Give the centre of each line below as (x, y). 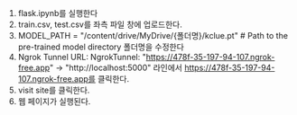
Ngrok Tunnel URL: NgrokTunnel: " (82, 57)
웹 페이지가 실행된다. (54, 101)
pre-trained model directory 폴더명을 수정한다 (101, 47)
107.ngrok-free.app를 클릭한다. (73, 79)
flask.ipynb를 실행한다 (58, 13)
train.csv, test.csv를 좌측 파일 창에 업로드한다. (100, 24)
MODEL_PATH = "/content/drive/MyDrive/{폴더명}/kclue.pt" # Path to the (153, 35)
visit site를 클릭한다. (54, 90)
